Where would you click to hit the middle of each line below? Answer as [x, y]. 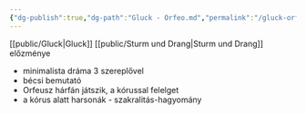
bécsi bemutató [52, 80]
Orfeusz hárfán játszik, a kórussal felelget [101, 90]
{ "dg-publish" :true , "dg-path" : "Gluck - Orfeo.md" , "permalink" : [132, 18]
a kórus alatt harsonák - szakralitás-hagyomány [112, 100]
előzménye [30, 53]
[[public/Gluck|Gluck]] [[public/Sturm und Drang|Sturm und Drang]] [137, 43]
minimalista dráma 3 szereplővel [83, 71]
